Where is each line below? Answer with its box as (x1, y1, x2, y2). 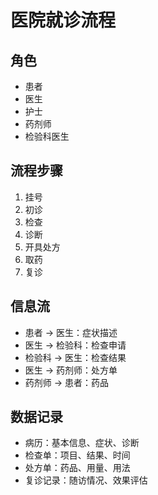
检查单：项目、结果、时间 (24, 449, 131, 461)
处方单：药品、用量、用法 (24, 462, 131, 474)
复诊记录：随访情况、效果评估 (24, 474, 148, 486)
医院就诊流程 (10, 9, 117, 32)
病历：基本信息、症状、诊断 (24, 437, 140, 449)
